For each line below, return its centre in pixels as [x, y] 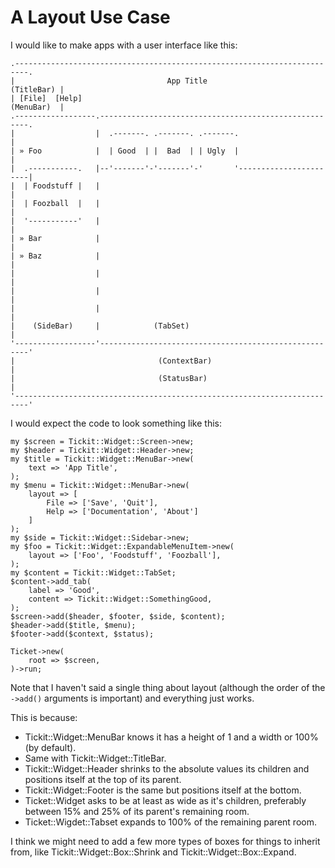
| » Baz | [55, 256]
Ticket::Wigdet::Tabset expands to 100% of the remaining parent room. [170, 822]
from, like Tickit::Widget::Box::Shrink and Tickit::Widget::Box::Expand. [153, 852]
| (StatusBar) [109, 378]
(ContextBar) [185, 361]
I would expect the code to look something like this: [116, 423]
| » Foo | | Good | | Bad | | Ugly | [125, 151]
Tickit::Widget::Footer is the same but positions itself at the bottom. [163, 790]
